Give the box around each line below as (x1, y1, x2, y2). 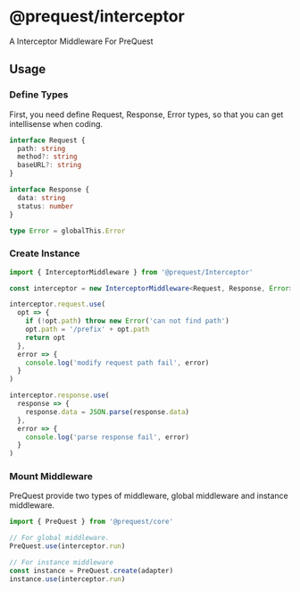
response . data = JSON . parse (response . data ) (25, 407, 190, 417)
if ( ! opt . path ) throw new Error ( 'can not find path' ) (25, 317, 229, 326)
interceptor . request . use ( (9, 300, 105, 309)
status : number (17, 201, 74, 211)
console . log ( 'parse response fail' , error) (25, 432, 190, 442)
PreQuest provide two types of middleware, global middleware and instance (9, 490, 288, 502)
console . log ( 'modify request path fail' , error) (25, 358, 210, 368)
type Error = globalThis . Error (9, 226, 126, 235)
